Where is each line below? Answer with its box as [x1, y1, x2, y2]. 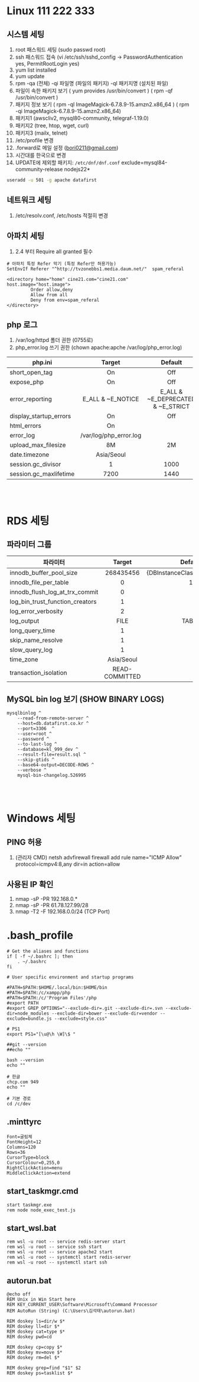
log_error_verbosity [9, 607, 64, 616]
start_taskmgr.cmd [6, 1186, 79, 1197]
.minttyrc [6, 1117, 42, 1127]
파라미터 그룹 [6, 539, 52, 549]
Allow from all [30, 292, 68, 297]
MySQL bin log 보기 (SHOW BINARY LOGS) [6, 694, 165, 704]
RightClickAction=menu [6, 1165, 63, 1171]
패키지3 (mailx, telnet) [15, 129, 68, 136]
